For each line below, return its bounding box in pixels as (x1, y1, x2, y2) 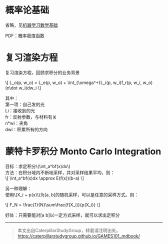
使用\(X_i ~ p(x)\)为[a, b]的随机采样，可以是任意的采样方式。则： (5, 191, 139, 197)
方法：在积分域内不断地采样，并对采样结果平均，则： (5, 169, 115, 175)
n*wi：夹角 (5, 120, 28, 126)
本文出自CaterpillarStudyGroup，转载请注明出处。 (17, 227, 121, 233)
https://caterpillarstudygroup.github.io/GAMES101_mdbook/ (17, 233, 140, 239)
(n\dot (5, 84, 18, 90)
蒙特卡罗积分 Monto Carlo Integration (5, 146, 161, 157)
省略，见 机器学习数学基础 (5, 22, 58, 28)
